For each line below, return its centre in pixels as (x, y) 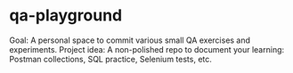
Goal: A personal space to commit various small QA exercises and (130, 40)
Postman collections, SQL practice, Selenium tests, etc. (110, 59)
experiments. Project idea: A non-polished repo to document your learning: (147, 49)
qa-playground (66, 16)
